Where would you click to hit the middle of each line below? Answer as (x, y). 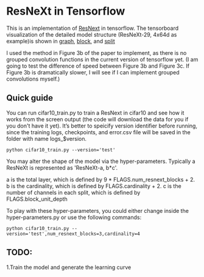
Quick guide (30, 98)
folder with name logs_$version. (47, 138)
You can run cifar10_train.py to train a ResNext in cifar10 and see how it (95, 113)
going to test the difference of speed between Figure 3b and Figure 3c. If (98, 66)
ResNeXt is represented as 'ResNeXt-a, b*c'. (62, 167)
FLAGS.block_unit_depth (37, 199)
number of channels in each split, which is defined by (73, 192)
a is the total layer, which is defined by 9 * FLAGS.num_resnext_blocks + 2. (101, 179)
